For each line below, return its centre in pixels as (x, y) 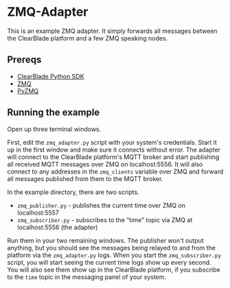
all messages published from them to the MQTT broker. (85, 178)
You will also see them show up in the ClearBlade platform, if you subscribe (114, 269)
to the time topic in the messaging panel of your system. (87, 277)
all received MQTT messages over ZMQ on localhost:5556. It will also (105, 164)
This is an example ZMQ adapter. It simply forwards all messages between (112, 31)
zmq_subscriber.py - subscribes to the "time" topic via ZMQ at (105, 219)
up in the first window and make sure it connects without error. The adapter (114, 149)
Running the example (54, 113)
